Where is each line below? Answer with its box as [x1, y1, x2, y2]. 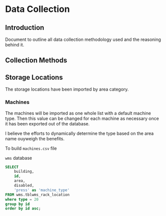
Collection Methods [5, 56, 67, 65]
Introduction [5, 23, 45, 32]
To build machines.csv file [5, 145, 57, 151]
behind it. [5, 42, 25, 48]
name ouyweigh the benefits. [5, 135, 65, 141]
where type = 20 [5, 197, 39, 202]
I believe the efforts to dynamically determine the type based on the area [5, 130, 154, 136]
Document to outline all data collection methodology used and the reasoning [5, 36, 161, 42]
